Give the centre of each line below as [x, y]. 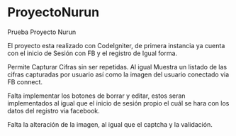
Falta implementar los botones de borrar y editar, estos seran [96, 96]
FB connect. [25, 81]
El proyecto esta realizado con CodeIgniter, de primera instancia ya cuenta [116, 45]
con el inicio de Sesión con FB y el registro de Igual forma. [92, 53]
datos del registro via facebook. [54, 110]
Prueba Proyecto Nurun [42, 32]
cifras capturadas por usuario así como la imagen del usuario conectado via [118, 74]
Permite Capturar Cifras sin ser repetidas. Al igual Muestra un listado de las [117, 67]
